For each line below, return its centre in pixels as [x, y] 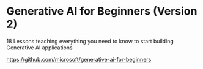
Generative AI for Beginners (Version [102, 11]
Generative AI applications [40, 48]
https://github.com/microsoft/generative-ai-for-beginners [79, 59]
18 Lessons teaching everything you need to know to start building [90, 41]
